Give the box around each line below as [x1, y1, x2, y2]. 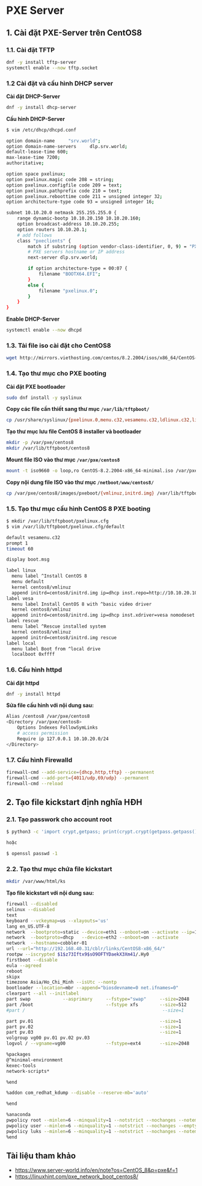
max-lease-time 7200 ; [6, 155, 61, 161]
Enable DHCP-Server [6, 315, 60, 323]
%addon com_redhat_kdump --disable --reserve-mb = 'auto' [6, 1090, 149, 1096]
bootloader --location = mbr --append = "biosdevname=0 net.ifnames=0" [6, 985, 179, 991]
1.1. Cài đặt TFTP [6, 46, 55, 54]
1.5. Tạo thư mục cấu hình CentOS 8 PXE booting [6, 504, 151, 513]
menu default [11, 579, 44, 585]
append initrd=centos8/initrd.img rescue [11, 634, 117, 641]
